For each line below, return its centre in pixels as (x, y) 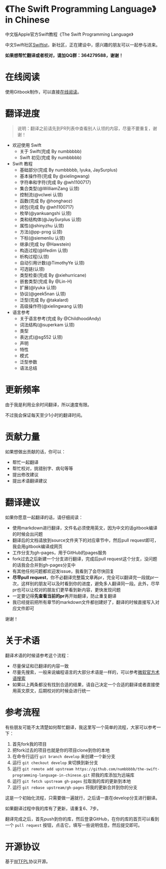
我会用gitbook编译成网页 (37, 546)
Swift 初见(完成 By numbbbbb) (51, 157)
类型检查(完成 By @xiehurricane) (53, 275)
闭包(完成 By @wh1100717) (47, 207)
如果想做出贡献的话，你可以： (35, 451)
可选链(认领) (32, 269)
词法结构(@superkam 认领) (47, 325)
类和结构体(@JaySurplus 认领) (51, 219)
